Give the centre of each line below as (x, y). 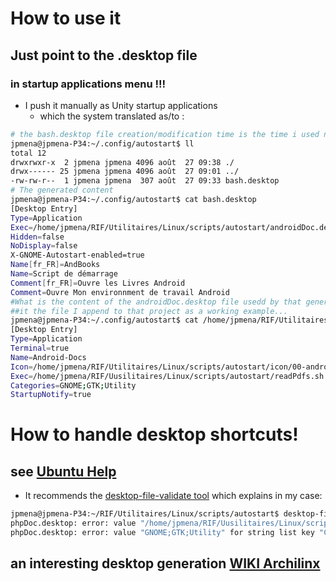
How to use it (66, 18)
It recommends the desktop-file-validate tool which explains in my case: (173, 496)
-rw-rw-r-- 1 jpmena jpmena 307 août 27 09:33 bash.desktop (145, 181)
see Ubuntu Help (63, 471)
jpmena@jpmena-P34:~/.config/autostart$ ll (102, 143)
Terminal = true (40, 348)
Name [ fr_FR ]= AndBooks (55, 265)
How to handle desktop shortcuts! (154, 434)
